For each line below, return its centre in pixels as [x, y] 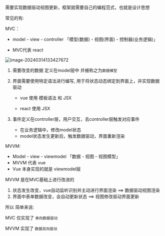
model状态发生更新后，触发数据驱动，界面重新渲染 [72, 136]
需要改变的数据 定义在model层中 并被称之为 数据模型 [65, 70]
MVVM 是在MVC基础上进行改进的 [40, 180]
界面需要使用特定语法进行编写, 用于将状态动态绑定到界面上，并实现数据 [86, 81]
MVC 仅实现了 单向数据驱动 [31, 218]
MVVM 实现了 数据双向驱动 [31, 228]
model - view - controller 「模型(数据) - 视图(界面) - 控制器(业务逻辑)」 [85, 39]
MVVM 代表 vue [29, 163]
